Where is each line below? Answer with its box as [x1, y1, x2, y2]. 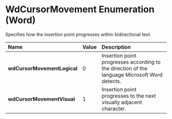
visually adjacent [101, 99, 142, 106]
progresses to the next [101, 92, 156, 99]
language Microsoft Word [101, 71, 163, 78]
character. [101, 105, 126, 112]
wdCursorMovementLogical [8, 65, 78, 72]
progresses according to [101, 58, 161, 65]
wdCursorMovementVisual [8, 96, 75, 103]
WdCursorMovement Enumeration [5, 4, 155, 15]
